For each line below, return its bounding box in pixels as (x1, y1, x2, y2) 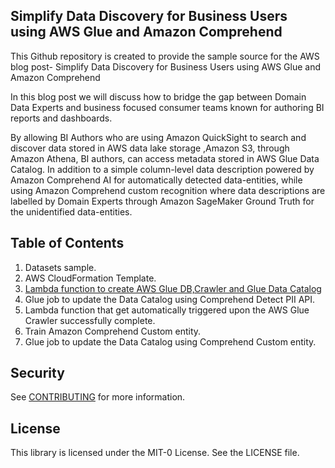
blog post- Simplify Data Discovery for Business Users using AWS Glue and (10, 60, 322, 73)
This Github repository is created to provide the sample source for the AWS (10, 50, 320, 62)
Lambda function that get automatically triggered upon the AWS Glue (24, 304, 310, 316)
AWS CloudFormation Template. (24, 272, 157, 284)
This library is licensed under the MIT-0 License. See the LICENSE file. (10, 447, 300, 459)
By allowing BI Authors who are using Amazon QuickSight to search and (10, 131, 307, 143)
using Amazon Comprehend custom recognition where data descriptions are (10, 184, 326, 196)
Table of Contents (10, 235, 125, 252)
